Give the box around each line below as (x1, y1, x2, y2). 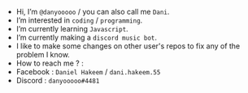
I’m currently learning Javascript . (15, 24, 128, 33)
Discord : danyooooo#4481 (15, 76, 100, 85)
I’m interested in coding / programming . (15, 15, 143, 25)
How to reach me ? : (15, 58, 84, 68)
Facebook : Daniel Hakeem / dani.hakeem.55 (15, 67, 161, 76)
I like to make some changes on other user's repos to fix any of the (15, 41, 241, 51)
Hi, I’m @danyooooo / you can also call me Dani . (15, 7, 170, 16)
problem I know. (15, 50, 71, 59)
